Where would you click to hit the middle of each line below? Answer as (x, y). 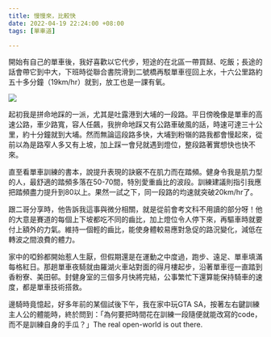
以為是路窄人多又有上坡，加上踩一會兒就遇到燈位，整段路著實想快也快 (131, 145)
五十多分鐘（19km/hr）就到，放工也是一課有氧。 (89, 82)
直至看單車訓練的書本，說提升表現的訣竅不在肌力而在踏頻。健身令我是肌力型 (135, 172)
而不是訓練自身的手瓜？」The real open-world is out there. (106, 325)
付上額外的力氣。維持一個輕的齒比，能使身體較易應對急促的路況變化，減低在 (135, 230)
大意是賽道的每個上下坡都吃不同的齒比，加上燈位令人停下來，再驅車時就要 (139, 220)
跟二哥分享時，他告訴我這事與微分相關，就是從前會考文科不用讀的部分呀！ (132, 209)
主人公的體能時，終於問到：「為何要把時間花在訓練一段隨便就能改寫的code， (135, 314)
